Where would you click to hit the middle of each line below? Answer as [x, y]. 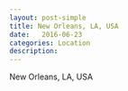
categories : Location [50, 43]
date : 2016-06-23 [46, 34]
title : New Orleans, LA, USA [64, 26]
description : [34, 51]
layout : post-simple [48, 18]
